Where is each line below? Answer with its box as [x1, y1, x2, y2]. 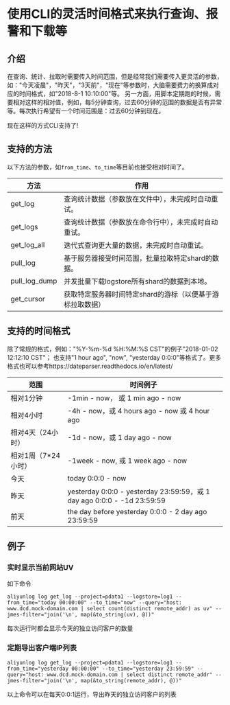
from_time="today [7, 599, 57, 606]
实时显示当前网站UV [7, 562, 74, 572]
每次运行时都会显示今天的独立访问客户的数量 [7, 624, 133, 632]
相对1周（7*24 [10, 450, 60, 460]
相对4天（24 [10, 427, 52, 437]
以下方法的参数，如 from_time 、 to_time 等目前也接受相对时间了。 [7, 163, 188, 171]
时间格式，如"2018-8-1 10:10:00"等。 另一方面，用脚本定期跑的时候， [18, 90, 215, 97]
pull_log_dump [10, 276, 57, 286]
